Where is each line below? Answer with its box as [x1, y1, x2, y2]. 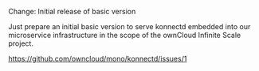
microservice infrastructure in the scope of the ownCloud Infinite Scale [8, 31, 241, 39]
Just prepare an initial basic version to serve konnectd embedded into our [8, 22, 251, 31]
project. [8, 39, 34, 48]
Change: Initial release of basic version [8, 7, 136, 16]
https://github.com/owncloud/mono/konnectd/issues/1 [8, 54, 187, 63]
